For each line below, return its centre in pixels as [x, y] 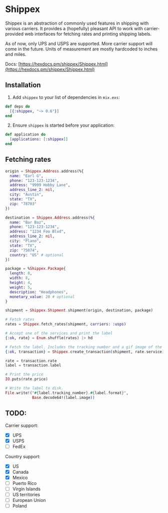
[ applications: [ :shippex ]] [39, 139]
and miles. [16, 54]
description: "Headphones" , [39, 292]
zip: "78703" [23, 204]
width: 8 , [20, 278]
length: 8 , [21, 273]
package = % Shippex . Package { [35, 269]
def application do [25, 135]
